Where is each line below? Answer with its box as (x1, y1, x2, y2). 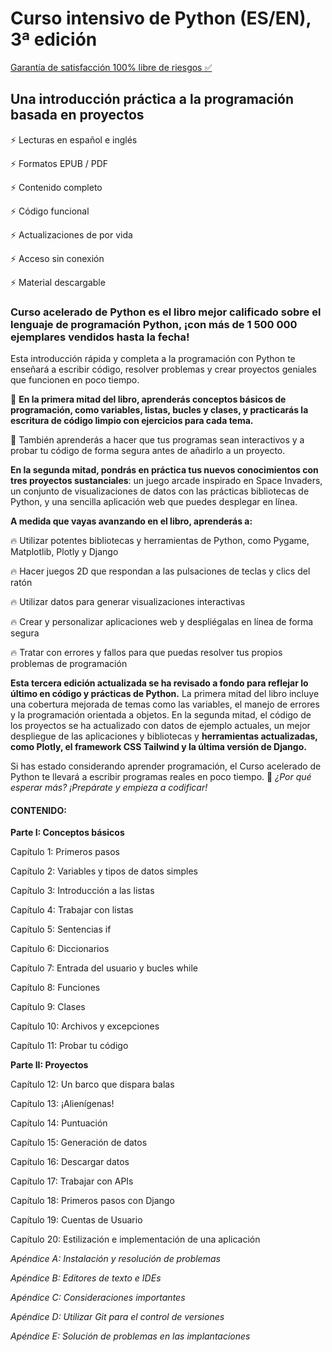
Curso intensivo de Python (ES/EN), (10, 7, 312, 30)
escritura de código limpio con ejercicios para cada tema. (10, 415, 254, 427)
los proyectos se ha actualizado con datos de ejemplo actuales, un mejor (10, 720, 311, 732)
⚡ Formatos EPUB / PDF (10, 157, 109, 169)
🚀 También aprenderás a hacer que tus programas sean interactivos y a (10, 434, 305, 446)
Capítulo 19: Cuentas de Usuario (10, 1214, 143, 1226)
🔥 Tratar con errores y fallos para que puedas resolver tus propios (10, 647, 283, 659)
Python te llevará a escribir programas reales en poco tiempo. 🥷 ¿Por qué (10, 771, 312, 783)
